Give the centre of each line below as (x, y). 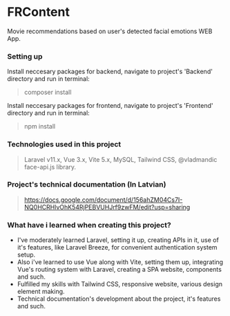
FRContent (39, 12)
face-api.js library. (50, 167)
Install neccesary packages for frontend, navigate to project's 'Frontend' (110, 106)
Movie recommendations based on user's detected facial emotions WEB (110, 31)
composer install (48, 92)
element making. (41, 292)
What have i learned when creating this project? (89, 225)
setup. (26, 255)
